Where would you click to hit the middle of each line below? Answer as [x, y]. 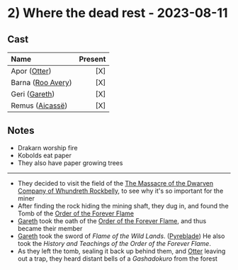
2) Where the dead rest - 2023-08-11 [118, 13]
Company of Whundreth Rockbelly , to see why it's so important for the [120, 191]
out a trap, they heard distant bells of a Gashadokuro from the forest [118, 258]
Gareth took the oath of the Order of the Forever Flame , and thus [112, 220]
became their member [50, 228]
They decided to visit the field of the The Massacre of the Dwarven [115, 183]
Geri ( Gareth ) [33, 94]
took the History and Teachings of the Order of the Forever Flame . [114, 243]
